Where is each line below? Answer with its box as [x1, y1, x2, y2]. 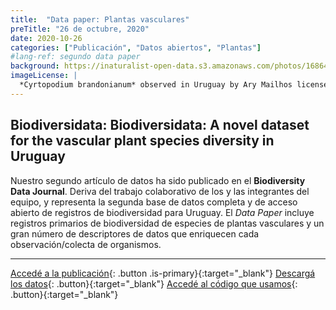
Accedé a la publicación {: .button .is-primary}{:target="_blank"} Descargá [10, 267, 316, 279]
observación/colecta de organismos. [10, 238, 162, 250]
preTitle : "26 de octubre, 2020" [10, 24, 150, 34]
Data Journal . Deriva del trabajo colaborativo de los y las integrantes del [10, 185, 310, 197]
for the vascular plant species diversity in [10, 132, 275, 150]
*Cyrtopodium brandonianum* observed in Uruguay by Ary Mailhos [19, 80, 293, 90]
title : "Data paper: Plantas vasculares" [10, 14, 190, 25]
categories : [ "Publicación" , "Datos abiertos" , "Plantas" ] [10, 42, 262, 53]
